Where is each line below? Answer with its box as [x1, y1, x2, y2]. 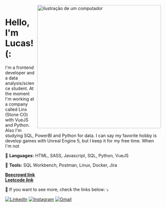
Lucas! [5, 38, 34, 49]
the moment [5, 91, 30, 97]
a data [5, 75, 18, 81]
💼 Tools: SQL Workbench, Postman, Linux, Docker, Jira [5, 162, 118, 168]
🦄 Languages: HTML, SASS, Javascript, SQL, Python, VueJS [5, 152, 129, 158]
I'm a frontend [5, 64, 34, 70]
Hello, [5, 17, 30, 28]
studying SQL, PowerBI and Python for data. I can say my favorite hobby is [5, 133, 157, 138]
